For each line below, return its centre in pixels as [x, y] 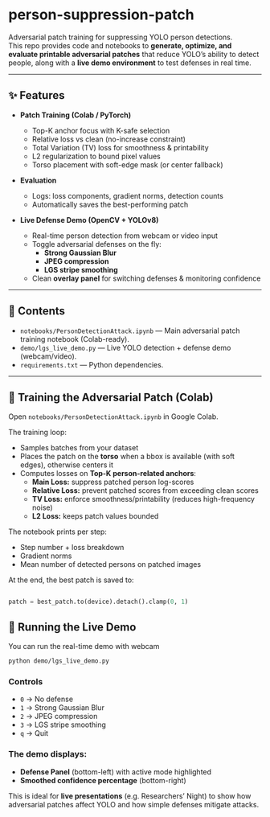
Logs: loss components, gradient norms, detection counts [127, 195]
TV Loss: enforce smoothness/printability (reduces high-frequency [143, 499]
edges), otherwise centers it [67, 465]
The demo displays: [47, 754]
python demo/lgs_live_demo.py [59, 661]
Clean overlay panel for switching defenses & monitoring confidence [146, 278]
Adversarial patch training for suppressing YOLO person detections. [121, 37]
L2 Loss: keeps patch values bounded [95, 516]
